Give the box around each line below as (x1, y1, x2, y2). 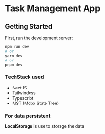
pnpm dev (5, 62, 23, 67)
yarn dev (5, 53, 23, 58)
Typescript (12, 95, 34, 101)
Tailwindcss (12, 90, 36, 96)
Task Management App (5, 3, 101, 14)
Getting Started (5, 22, 53, 30)
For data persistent (5, 112, 51, 119)
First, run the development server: (5, 35, 73, 41)
